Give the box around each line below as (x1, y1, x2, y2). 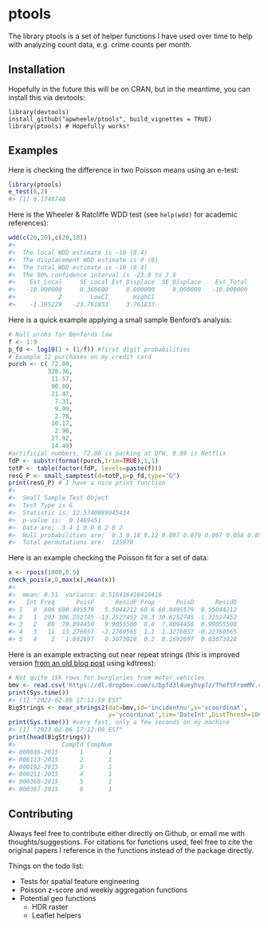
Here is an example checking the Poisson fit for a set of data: (8, 553, 209, 563)
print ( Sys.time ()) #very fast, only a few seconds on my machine (8, 719, 230, 727)
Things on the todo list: (8, 861, 84, 870)
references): (8, 218, 49, 228)
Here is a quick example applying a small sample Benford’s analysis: (8, 315, 232, 325)
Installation (8, 63, 65, 77)
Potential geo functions (19, 893, 97, 903)
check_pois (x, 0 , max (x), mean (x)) (8, 576, 116, 584)
